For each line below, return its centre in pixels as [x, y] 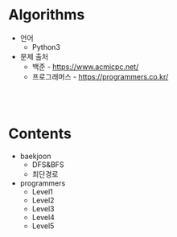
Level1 [43, 191]
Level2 [43, 200]
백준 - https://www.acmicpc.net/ [85, 67]
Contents [40, 134]
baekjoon [35, 156]
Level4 [43, 217]
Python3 [46, 47]
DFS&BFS [48, 164]
